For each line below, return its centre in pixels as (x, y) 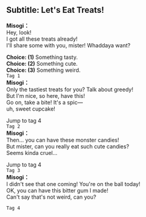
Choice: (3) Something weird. (43, 70)
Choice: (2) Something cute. (42, 63)
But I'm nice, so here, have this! (46, 95)
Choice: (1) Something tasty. (42, 57)
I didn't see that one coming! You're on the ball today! (73, 184)
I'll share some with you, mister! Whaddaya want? (68, 45)
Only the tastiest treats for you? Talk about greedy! (70, 89)
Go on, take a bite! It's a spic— (45, 102)
